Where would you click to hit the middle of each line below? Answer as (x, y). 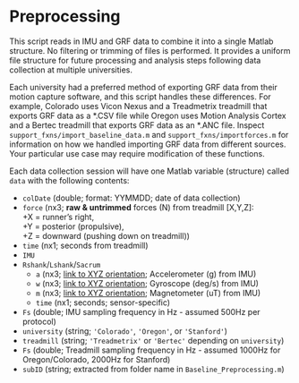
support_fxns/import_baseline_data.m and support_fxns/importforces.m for (149, 134)
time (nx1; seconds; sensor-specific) (103, 302)
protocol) (39, 321)
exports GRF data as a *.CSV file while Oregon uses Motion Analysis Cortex (148, 115)
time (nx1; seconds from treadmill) (85, 245)
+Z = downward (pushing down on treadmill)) (106, 235)
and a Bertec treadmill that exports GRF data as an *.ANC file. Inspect (137, 125)
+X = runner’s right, (58, 217)
